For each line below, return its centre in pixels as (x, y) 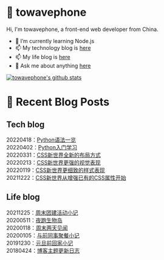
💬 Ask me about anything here (53, 66)
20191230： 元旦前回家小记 (40, 243)
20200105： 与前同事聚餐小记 (43, 235)
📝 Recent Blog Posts (58, 102)
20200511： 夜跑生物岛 (34, 220)
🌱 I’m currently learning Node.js (55, 41)
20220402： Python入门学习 (42, 147)
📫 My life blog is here (43, 56)
